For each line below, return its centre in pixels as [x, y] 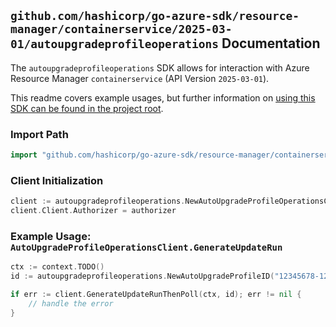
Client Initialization [57, 180]
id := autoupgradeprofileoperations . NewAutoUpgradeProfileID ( [142, 276]
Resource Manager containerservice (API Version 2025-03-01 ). [140, 78]
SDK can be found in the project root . [87, 108]
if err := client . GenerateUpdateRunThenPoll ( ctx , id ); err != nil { [156, 295]
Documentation [271, 43]
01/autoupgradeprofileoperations [115, 44]
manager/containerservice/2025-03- [121, 29]
